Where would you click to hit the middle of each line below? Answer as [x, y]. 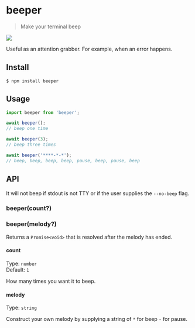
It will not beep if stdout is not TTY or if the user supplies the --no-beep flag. [98, 193]
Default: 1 [18, 270]
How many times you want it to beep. [51, 281]
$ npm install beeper [32, 81]
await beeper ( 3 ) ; [27, 139]
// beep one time [27, 129]
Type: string [21, 308]
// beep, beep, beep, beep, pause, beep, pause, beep [73, 160]
